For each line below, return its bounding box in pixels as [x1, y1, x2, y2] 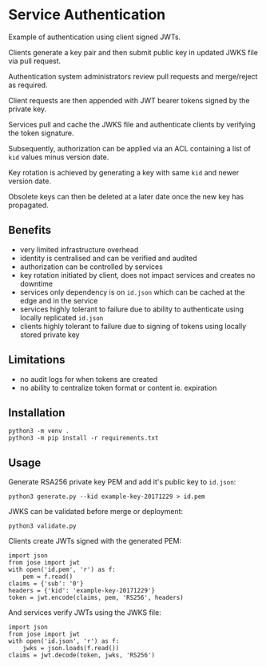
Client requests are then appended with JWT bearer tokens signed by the [8, 95, 250, 105]
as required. [8, 80, 48, 90]
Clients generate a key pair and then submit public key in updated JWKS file [8, 47, 258, 57]
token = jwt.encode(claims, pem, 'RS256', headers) [8, 594, 184, 602]
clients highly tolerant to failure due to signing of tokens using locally [19, 321, 247, 331]
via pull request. [8, 56, 62, 66]
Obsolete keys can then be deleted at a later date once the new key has [8, 191, 244, 201]
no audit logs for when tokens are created [19, 374, 158, 384]
